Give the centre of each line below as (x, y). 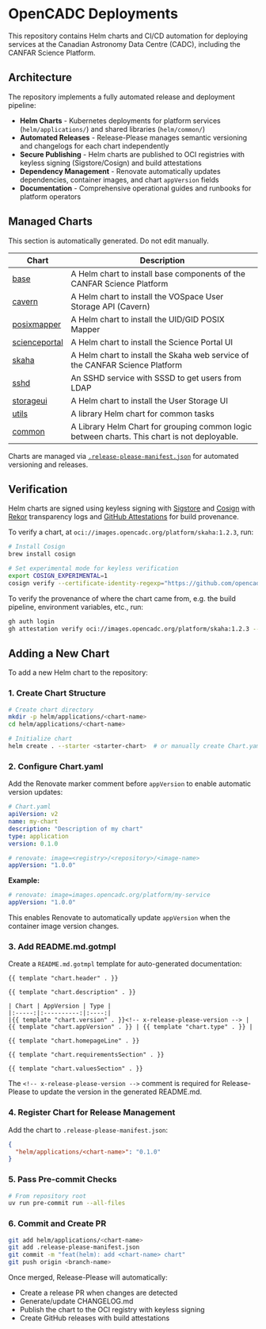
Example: (24, 880)
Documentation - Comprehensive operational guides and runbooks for (135, 188)
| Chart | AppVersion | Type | (60, 1006)
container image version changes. (64, 926)
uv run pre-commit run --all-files (67, 1204)
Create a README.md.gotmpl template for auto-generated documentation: (125, 964)
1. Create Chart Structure (57, 693)
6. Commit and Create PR (57, 1223)
